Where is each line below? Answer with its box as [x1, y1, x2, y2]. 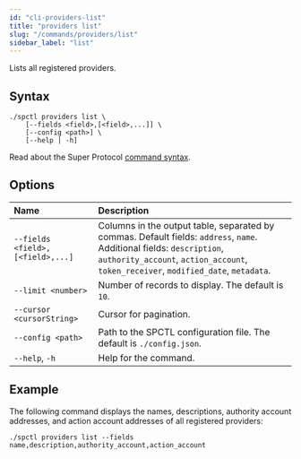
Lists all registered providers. [9, 63, 116, 74]
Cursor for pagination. [98, 307, 191, 320]
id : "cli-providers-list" [9, 13, 106, 22]
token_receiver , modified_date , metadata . [98, 264, 271, 276]
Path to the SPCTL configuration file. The [98, 325, 271, 338]
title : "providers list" [9, 22, 102, 30]
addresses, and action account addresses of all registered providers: [9, 415, 263, 426]
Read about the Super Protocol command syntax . [9, 152, 191, 162]
